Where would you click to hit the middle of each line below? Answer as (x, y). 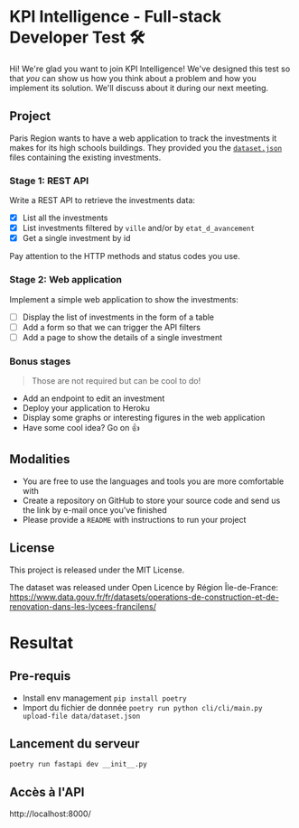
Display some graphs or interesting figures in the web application (144, 418)
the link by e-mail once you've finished (94, 510)
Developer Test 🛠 (77, 37)
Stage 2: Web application (65, 280)
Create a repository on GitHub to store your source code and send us (151, 500)
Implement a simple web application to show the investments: (124, 299)
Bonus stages (40, 361)
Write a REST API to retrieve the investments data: (103, 200)
